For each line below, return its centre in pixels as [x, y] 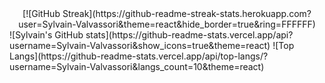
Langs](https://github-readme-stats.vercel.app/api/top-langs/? [139, 56]
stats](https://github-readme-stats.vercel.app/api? [189, 35]
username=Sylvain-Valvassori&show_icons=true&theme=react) [140, 45]
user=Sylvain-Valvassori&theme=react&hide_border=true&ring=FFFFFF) [167, 24]
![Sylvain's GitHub [46, 35]
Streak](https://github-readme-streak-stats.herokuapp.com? [187, 13]
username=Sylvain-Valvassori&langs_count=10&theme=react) [137, 66]
